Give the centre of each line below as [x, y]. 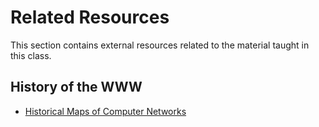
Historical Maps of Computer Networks [105, 111]
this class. [31, 55]
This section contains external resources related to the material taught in [160, 45]
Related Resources [90, 17]
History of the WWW [76, 87]
